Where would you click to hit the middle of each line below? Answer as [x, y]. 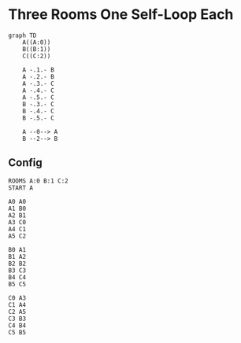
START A [21, 188]
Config [25, 163]
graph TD [22, 35]
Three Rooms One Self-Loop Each [121, 15]
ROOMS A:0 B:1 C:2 [38, 181]
